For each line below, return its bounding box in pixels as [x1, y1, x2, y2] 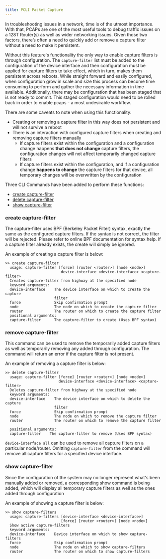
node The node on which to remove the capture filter [9, 414, 157, 419]
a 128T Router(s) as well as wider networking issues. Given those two [5, 31, 148, 37]
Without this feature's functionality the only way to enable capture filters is [5, 52, 158, 58]
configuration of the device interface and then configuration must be [5, 62, 146, 68]
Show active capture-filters [9, 523, 70, 528]
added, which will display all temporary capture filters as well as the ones [5, 485, 155, 491]
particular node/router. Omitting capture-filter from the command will [5, 445, 151, 451]
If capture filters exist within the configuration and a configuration [19, 140, 155, 146]
